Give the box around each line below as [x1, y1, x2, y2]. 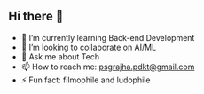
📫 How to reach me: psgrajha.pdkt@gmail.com [20, 61, 195, 72]
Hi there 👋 [8, 9, 64, 24]
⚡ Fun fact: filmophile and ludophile [20, 74, 151, 85]
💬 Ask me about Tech [20, 51, 99, 62]
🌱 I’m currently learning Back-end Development [20, 32, 195, 43]
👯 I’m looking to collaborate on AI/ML [20, 42, 157, 52]
